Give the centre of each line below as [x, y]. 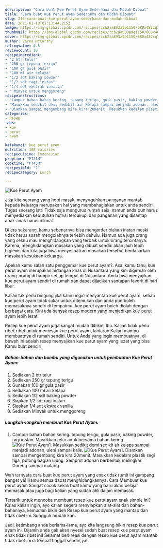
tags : [10, 123]
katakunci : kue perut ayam [32, 145]
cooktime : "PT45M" [24, 163]
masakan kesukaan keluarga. [34, 256]
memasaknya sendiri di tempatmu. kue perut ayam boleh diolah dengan [76, 306]
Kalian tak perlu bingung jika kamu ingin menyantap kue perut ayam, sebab [80, 296]
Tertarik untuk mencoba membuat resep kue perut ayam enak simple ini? [78, 500]
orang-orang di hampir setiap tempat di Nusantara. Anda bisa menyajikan [78, 276]
